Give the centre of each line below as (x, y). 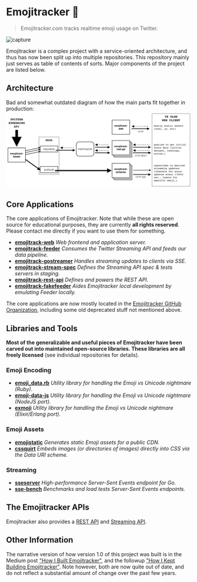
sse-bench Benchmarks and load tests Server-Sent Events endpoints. (100, 489)
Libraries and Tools (42, 328)
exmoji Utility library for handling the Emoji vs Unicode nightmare (94, 408)
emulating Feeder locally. (45, 292)
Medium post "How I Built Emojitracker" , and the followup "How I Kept (91, 560)
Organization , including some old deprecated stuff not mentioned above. (94, 310)
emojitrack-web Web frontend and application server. (80, 243)
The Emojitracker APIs (48, 507)
